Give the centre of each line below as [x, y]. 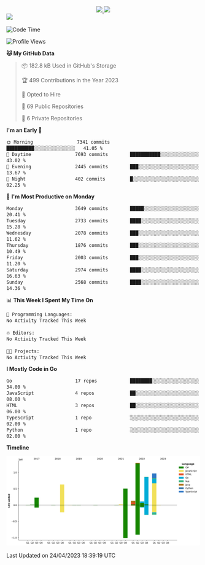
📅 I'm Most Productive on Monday [51, 197]
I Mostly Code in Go [32, 369]
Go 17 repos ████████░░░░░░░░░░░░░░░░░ [103, 381]
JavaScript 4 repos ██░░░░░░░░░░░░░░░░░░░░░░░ [103, 393]
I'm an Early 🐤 [24, 130]
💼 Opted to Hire [41, 94]
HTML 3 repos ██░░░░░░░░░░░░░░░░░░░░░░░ [103, 405]
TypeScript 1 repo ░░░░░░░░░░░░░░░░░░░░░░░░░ [103, 418]
